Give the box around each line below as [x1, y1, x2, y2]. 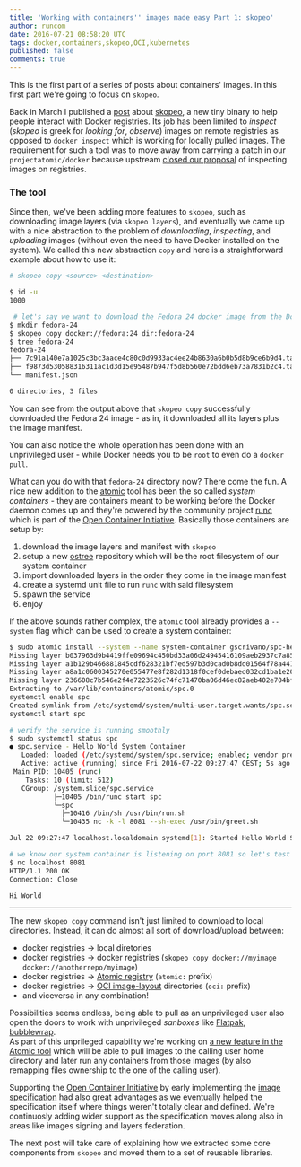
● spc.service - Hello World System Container [9, 742, 186, 751]
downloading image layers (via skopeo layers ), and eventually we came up [9, 216, 285, 227]
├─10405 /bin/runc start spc [53, 792, 163, 802]
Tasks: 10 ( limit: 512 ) [25, 776, 115, 785]
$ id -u [9, 288, 39, 297]
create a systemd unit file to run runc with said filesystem [21, 579, 234, 590]
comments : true [9, 55, 66, 64]
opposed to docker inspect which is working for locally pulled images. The [9, 136, 286, 145]
